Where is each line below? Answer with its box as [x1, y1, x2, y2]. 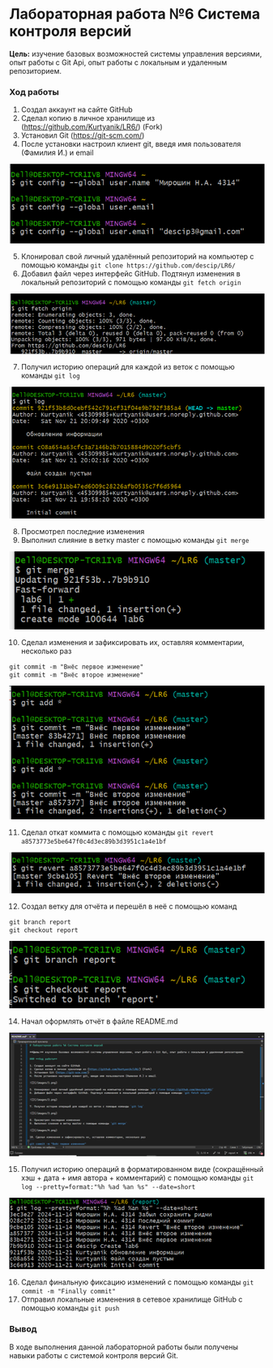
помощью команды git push [20, 1303, 120, 1313]
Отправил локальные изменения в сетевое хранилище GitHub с [20, 1294, 243, 1305]
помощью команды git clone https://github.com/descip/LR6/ [20, 260, 236, 270]
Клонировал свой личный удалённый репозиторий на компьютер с [20, 252, 254, 262]
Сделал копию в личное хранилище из [20, 113, 156, 123]
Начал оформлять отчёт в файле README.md [20, 1016, 178, 1026]
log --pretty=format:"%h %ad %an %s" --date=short [20, 1182, 196, 1191]
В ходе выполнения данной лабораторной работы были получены [9, 1342, 238, 1352]
